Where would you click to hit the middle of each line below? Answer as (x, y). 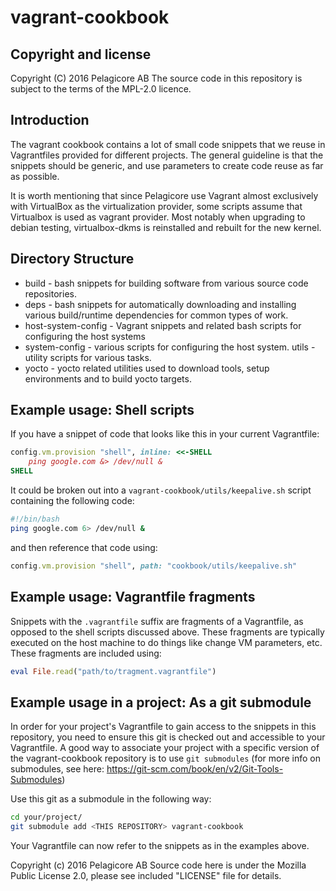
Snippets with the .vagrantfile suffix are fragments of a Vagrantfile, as (157, 621)
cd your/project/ (46, 817)
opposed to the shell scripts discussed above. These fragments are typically (167, 632)
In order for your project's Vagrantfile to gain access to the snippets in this (163, 727)
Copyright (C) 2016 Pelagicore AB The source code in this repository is (156, 78)
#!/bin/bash (35, 519)
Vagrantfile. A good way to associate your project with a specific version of (165, 748)
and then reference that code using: (84, 547)
